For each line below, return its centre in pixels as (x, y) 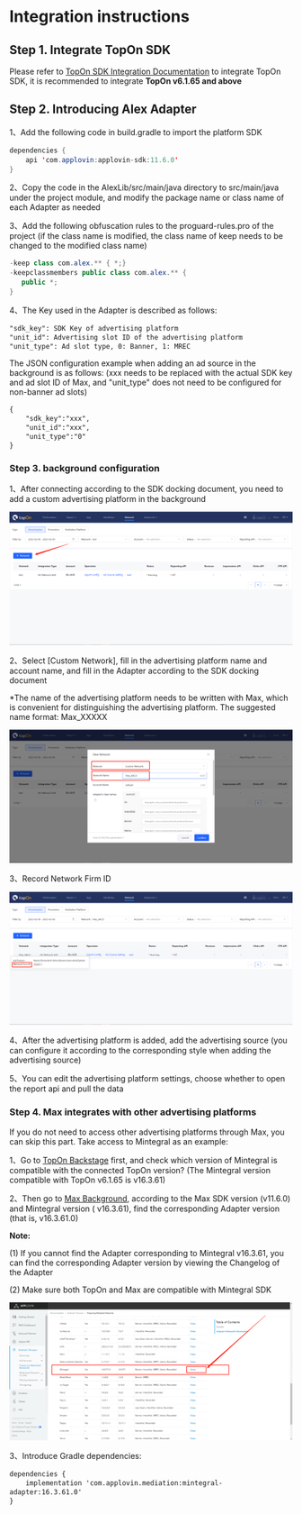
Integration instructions (100, 17)
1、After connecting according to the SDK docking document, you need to (147, 489)
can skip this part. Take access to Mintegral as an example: (119, 1141)
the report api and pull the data (67, 1089)
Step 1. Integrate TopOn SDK (90, 50)
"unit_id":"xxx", (58, 427)
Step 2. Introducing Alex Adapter (103, 109)
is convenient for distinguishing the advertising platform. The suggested (142, 707)
